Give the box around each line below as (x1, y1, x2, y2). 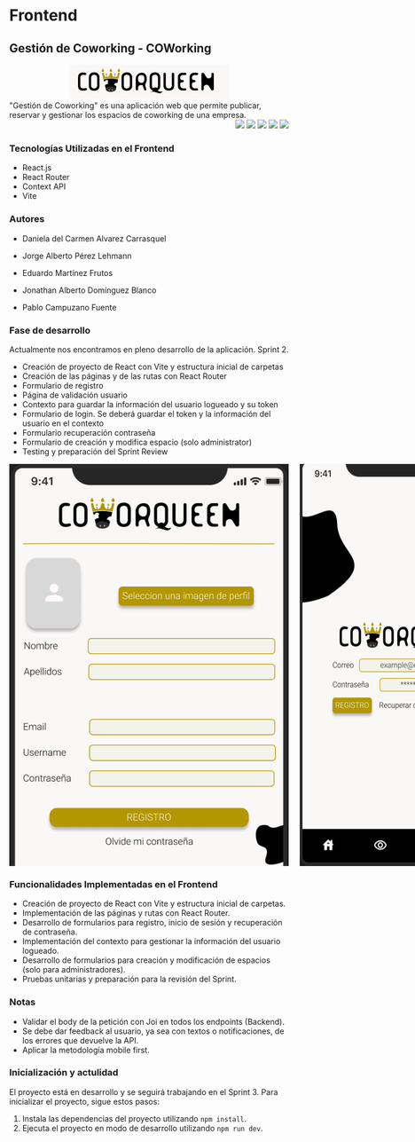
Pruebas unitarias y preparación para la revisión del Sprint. (21, 973, 237, 985)
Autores (9, 213, 45, 225)
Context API (21, 181, 67, 192)
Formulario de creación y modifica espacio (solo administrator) (21, 437, 253, 447)
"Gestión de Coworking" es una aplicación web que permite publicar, (9, 100, 262, 111)
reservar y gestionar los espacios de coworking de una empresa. (9, 110, 247, 120)
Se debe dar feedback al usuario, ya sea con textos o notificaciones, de (21, 1026, 285, 1036)
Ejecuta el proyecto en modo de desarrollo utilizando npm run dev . (21, 1122, 263, 1133)
